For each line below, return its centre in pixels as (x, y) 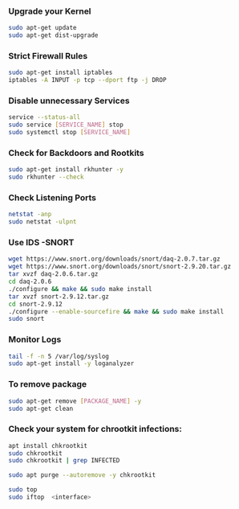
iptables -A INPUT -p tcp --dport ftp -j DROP (87, 80)
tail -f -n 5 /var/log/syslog (59, 356)
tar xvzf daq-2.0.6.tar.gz (53, 274)
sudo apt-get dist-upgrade (53, 35)
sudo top (23, 490)
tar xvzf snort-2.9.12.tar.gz (59, 296)
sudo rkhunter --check (46, 177)
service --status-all (45, 117)
